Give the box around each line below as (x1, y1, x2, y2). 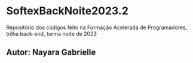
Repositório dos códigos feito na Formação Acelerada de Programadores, (6, 24, 188, 31)
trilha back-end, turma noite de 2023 (6, 30, 97, 37)
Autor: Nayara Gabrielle (6, 48, 96, 58)
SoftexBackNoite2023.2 (6, 4, 128, 18)
